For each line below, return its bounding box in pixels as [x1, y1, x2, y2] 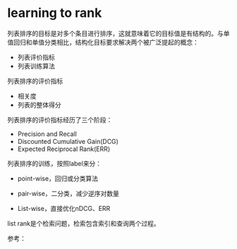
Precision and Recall [17, 129, 78, 138]
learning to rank [7, 5, 102, 21]
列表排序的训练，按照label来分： [7, 159, 102, 167]
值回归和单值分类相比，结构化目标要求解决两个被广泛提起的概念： [7, 37, 199, 47]
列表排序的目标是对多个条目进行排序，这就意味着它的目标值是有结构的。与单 [7, 29, 230, 37]
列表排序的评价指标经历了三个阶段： [7, 115, 113, 124]
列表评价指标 [17, 53, 55, 61]
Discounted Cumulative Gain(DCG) [17, 137, 119, 145]
